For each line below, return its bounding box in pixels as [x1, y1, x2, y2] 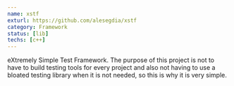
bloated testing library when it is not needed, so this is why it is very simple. [7, 71, 228, 80]
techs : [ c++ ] [7, 37, 46, 44]
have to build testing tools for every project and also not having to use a [7, 63, 216, 72]
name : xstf [7, 10, 39, 18]
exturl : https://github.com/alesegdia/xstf [7, 17, 137, 24]
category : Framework [7, 23, 68, 30]
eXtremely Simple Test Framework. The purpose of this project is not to [7, 56, 215, 64]
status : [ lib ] [7, 30, 49, 37]
